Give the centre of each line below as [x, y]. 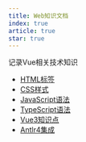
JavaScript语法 [45, 100]
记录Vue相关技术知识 [43, 62]
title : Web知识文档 [39, 16]
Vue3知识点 [39, 120]
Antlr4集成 [37, 130]
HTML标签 [37, 79]
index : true [28, 23]
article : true [32, 31]
